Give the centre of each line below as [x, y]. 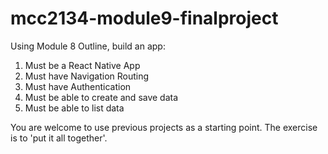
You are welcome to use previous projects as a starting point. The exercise [164, 127]
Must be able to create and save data [101, 97]
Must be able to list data [74, 108]
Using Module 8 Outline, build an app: [88, 46]
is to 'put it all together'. [59, 138]
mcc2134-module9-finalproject [144, 18]
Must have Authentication [78, 86]
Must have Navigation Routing [87, 76]
